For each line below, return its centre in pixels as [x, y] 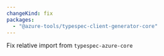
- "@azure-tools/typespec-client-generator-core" [85, 26]
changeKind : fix [30, 13]
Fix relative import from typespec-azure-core [70, 46]
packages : [21, 20]
